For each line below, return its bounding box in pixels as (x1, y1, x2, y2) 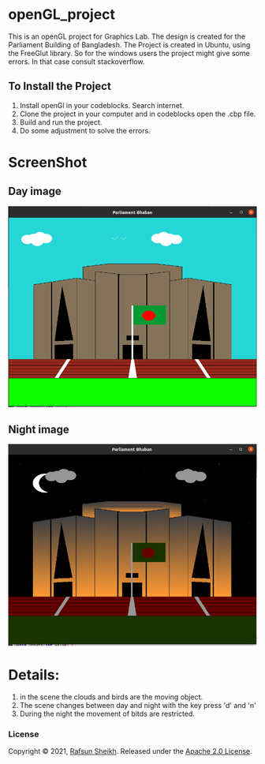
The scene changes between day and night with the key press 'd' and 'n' (19, 700, 256, 710)
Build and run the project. (19, 117, 103, 127)
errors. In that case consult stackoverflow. (8, 57, 145, 66)
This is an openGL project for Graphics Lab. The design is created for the (8, 32, 246, 41)
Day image (8, 185, 62, 198)
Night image (8, 422, 69, 436)
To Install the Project (8, 80, 112, 93)
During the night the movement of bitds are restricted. (19, 709, 196, 718)
